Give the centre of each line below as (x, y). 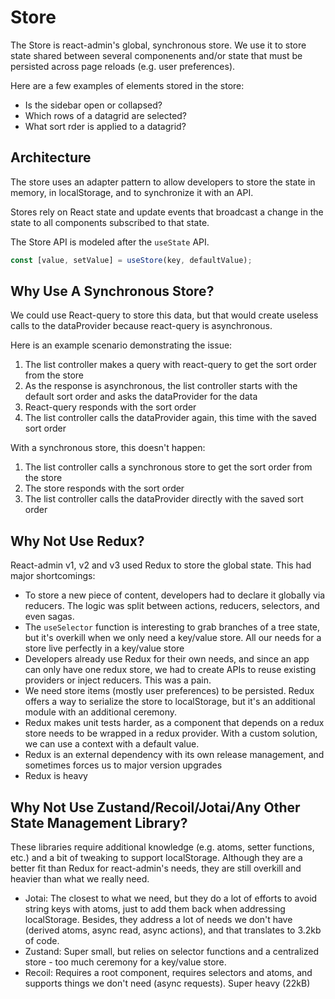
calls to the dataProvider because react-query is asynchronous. (141, 326)
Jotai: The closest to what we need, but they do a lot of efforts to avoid (171, 898)
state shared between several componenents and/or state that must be (156, 55)
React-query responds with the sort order (110, 407)
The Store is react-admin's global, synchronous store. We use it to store (158, 45)
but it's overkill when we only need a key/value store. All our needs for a (173, 638)
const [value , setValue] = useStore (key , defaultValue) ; (131, 260)
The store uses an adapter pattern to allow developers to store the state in (163, 182)
